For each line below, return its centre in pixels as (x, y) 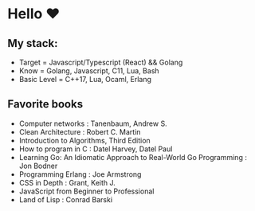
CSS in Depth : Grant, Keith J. (67, 182)
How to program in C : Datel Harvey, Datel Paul (96, 149)
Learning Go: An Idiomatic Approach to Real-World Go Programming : (133, 157)
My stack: (33, 43)
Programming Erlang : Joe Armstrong (80, 174)
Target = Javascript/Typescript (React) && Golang (101, 62)
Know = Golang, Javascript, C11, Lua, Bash (89, 71)
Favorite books (45, 104)
